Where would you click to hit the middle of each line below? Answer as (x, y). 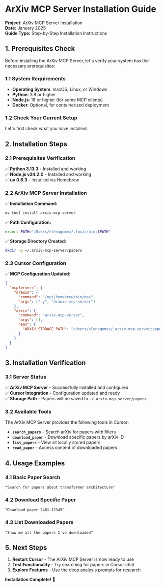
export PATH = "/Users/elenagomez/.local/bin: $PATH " (58, 232)
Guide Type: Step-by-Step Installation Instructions (56, 33)
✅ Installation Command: (31, 204)
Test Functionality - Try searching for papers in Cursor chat (73, 565)
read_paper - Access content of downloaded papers (65, 448)
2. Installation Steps (36, 144)
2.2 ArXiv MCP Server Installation (46, 193)
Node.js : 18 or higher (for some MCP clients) (57, 100)
